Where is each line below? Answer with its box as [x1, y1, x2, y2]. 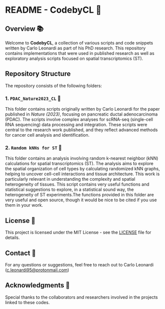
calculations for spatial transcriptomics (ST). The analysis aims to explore [5, 161, 154, 166]
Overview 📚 [5, 24, 44, 33]
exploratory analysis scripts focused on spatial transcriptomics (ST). [5, 56, 143, 61]
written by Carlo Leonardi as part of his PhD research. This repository [5, 45, 146, 51]
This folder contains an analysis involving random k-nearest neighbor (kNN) [5, 155, 159, 161]
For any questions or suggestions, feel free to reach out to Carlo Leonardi [5, 262, 154, 268]
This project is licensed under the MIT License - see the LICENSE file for [5, 230, 151, 236]
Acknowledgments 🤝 [5, 281, 70, 289]
